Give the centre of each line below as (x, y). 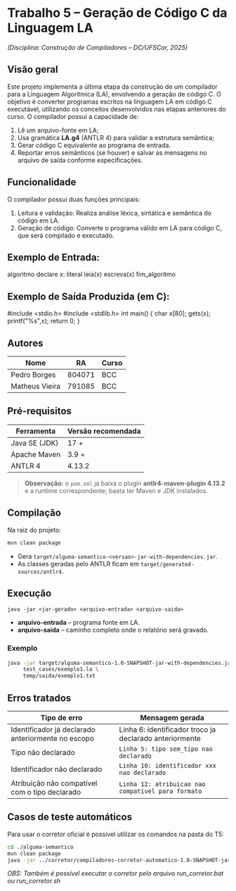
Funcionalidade (42, 182)
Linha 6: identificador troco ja (168, 730)
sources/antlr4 (40, 572)
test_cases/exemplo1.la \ (61, 669)
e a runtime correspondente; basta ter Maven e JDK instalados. (116, 490)
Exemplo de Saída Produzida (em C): (88, 296)
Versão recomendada (104, 431)
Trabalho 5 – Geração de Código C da (117, 13)
